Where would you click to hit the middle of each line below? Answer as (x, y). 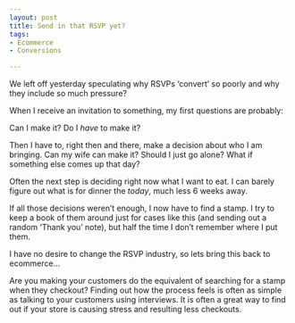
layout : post (34, 17)
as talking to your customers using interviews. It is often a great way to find (147, 300)
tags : (19, 34)
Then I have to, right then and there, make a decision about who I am (136, 145)
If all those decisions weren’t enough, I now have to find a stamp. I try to (142, 208)
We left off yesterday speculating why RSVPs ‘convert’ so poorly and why (144, 84)
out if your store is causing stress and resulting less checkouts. (126, 310)
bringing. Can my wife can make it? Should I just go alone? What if (131, 155)
